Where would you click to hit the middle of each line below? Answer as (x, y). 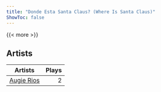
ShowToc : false (25, 17)
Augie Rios (25, 81)
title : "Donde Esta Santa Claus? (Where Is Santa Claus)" (81, 12)
